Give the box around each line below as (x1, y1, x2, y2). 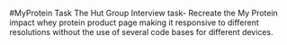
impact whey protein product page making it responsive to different (9, 17, 259, 28)
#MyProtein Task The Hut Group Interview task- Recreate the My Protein (9, 8, 279, 18)
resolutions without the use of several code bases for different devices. (9, 27, 274, 37)
